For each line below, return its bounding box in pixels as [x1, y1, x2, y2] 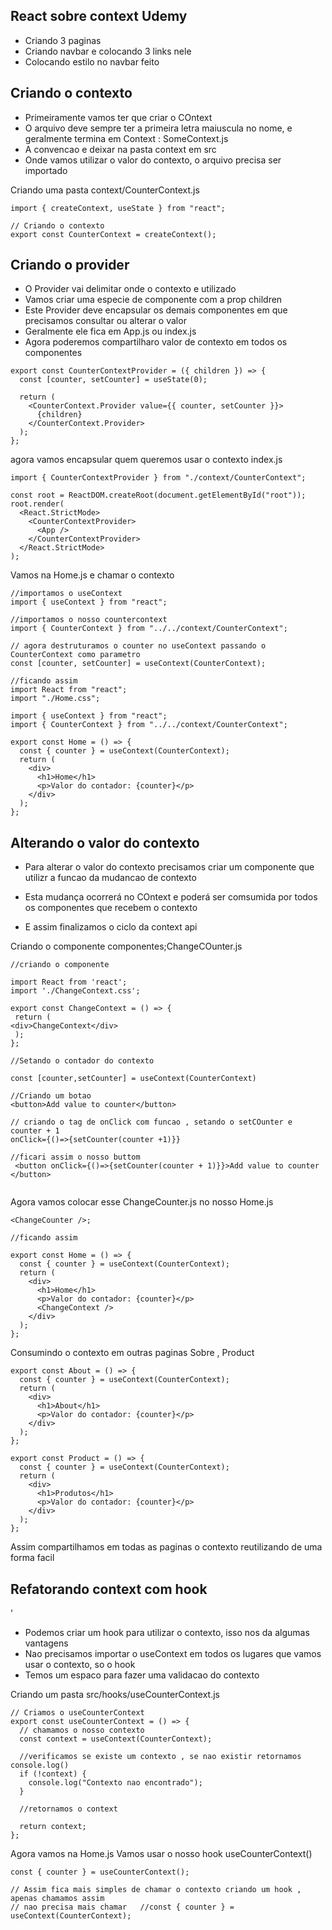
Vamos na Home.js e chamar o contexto [10, 569, 175, 581]
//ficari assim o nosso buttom [10, 1152, 141, 1163]
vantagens [24, 1637, 69, 1649]
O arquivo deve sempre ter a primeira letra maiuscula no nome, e [24, 122, 293, 134]
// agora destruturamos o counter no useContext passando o [10, 641, 267, 651]
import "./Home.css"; [10, 694, 101, 704]
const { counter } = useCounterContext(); [10, 1867, 190, 1878]
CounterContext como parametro [10, 650, 141, 660]
